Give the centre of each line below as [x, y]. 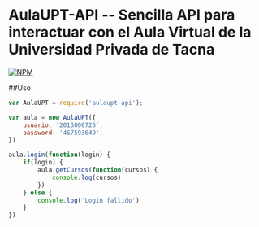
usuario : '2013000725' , [63, 125]
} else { [38, 193]
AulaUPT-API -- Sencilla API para [122, 15]
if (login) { [43, 163]
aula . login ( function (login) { [60, 155]
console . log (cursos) [86, 177]
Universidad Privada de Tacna [112, 50]
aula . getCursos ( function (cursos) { [98, 170]
